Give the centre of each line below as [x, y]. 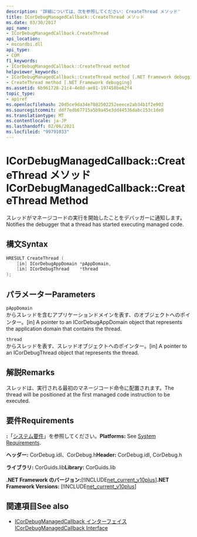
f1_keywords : [22, 61]
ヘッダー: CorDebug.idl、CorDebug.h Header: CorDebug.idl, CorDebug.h [94, 455]
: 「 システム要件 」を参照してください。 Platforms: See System [81, 436]
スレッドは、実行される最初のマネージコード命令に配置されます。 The [90, 388]
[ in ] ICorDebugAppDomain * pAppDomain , [64, 264]
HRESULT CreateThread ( [35, 258]
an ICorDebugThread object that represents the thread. [73, 352]
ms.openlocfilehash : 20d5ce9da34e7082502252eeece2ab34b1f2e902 [85, 104]
